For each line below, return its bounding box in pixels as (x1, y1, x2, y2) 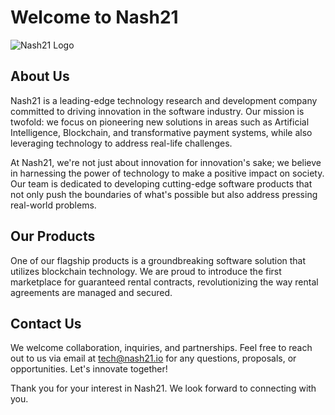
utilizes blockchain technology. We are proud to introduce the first (10, 265, 282, 277)
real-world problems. (10, 199, 97, 211)
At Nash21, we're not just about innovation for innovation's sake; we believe (10, 156, 322, 168)
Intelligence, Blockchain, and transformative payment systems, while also (10, 126, 313, 138)
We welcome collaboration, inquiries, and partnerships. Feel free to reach (10, 342, 313, 354)
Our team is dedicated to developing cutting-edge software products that (10, 177, 313, 190)
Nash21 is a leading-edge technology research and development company (10, 94, 318, 106)
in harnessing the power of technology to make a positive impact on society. (10, 167, 325, 179)
